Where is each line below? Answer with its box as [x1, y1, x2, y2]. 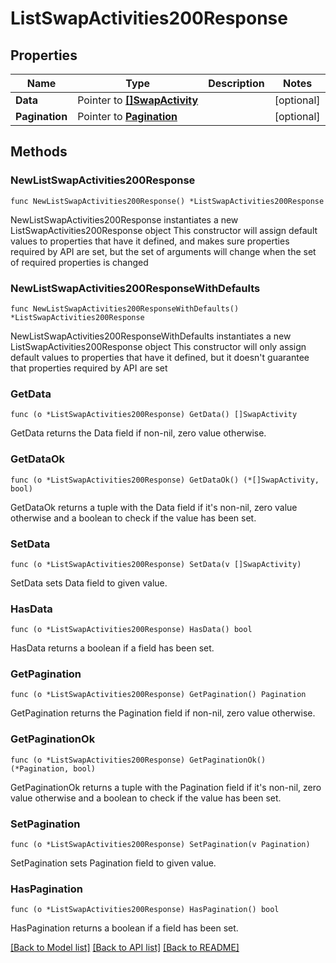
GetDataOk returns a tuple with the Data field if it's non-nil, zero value [10, 501, 298, 513]
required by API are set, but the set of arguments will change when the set [10, 245, 317, 257]
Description [208, 77, 265, 90]
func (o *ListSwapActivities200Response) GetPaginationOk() [10, 755, 267, 765]
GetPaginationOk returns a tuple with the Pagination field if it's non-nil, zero [10, 781, 322, 793]
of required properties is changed [10, 256, 149, 268]
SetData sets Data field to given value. [10, 577, 168, 589]
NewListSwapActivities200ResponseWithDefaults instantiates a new [10, 330, 292, 342]
